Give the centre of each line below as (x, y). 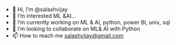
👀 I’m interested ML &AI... (44, 16)
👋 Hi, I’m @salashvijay (40, 9)
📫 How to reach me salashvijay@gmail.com (68, 36)
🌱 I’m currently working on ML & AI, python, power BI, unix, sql (91, 22)
